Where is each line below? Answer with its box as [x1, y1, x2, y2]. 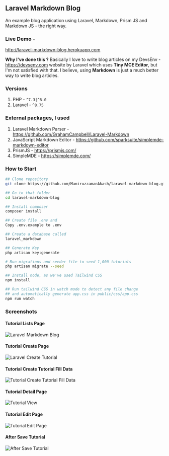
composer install [5, 209, 42, 214]
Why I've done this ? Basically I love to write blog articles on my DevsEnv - [5, 56, 161, 62]
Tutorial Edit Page [5, 411, 43, 417]
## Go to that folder [5, 190, 51, 195]
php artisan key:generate [5, 250, 59, 255]
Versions [5, 85, 28, 92]
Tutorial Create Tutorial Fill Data [5, 366, 73, 372]
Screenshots [5, 308, 37, 315]
